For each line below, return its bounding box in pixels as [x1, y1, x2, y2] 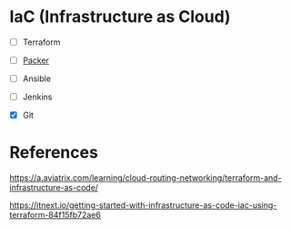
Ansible [22, 73, 52, 84]
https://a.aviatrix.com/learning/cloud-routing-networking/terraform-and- [9, 172, 282, 183]
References [9, 142, 98, 163]
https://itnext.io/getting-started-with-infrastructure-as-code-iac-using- [9, 200, 277, 211]
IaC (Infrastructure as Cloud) [9, 6, 231, 27]
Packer [22, 55, 50, 66]
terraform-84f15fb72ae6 [9, 210, 102, 221]
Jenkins [22, 91, 53, 102]
